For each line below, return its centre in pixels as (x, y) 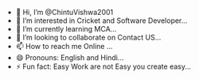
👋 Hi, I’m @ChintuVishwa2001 (64, 12)
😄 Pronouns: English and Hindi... (70, 58)
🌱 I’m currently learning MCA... (66, 29)
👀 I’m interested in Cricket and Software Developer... (101, 21)
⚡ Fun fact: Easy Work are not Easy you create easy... (103, 66)
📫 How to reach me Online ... (64, 46)
